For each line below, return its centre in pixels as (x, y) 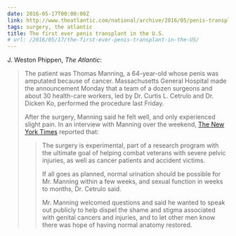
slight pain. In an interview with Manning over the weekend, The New (124, 124)
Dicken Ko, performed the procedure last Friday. (94, 103)
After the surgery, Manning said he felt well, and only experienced (120, 117)
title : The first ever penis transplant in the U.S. (86, 33)
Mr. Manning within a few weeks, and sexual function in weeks (132, 182)
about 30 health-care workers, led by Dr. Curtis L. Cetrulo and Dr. (119, 96)
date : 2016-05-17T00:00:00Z (48, 14)
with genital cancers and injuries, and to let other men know (129, 218)
